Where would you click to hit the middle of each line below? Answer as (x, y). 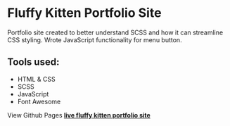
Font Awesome (39, 101)
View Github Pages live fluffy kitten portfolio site (79, 115)
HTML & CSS (36, 79)
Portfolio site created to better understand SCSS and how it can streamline (115, 32)
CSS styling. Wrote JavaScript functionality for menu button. (95, 39)
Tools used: (33, 62)
